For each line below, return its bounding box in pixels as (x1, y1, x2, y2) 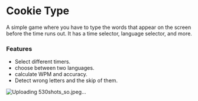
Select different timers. (14, 58, 71, 66)
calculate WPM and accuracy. (14, 71, 87, 78)
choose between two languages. (14, 64, 95, 71)
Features (6, 44, 33, 53)
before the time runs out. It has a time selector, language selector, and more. (6, 30, 192, 37)
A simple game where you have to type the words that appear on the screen (6, 24, 191, 31)
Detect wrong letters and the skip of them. (14, 77, 118, 84)
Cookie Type (6, 4, 70, 18)
